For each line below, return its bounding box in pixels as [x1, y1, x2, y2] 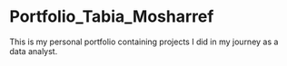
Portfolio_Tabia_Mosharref [9, 6, 214, 27]
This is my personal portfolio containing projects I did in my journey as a [9, 36, 279, 47]
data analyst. [9, 45, 58, 56]
